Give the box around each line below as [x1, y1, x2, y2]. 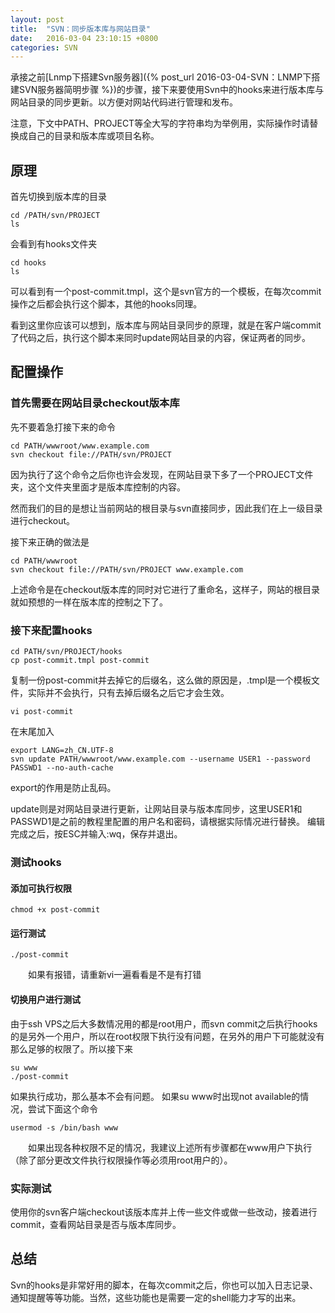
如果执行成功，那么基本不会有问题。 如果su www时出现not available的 [10, 1090, 301, 1102]
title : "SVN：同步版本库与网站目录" [10, 24, 151, 34]
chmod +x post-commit [10, 905, 101, 915]
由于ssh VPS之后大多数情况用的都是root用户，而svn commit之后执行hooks [10, 1017, 318, 1030]
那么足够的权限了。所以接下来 [10, 1042, 133, 1055]
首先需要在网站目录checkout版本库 [10, 396, 180, 410]
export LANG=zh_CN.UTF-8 [10, 746, 114, 756]
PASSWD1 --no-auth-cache [10, 763, 114, 773]
